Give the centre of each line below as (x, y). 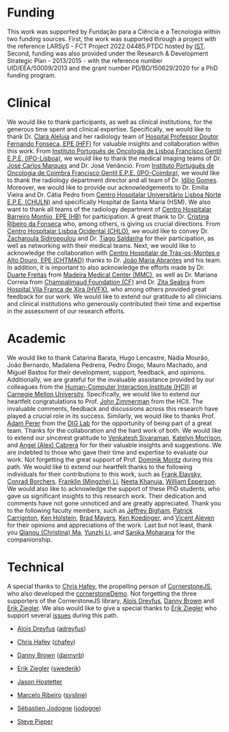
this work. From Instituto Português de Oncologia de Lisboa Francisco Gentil (114, 151)
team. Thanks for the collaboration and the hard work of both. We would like (114, 430)
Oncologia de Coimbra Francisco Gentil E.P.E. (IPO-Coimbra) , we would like (113, 173)
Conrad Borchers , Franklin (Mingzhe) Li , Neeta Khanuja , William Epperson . (112, 481)
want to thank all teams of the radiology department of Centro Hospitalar (109, 209)
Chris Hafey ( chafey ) (46, 642)
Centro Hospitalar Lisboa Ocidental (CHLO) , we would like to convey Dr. (108, 231)
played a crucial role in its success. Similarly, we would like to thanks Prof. (111, 416)
